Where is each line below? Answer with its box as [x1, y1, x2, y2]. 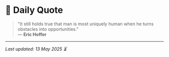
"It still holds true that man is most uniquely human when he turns [17, 21, 154, 27]
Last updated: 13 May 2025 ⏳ [5, 46, 67, 52]
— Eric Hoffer [17, 31, 47, 37]
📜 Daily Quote [5, 4, 63, 16]
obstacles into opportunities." [17, 26, 79, 32]
